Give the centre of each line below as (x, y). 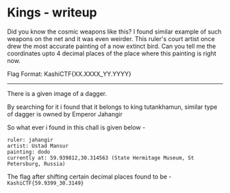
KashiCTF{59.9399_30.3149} (46, 183)
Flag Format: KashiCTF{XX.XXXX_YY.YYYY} (69, 74)
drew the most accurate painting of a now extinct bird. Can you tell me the (112, 46)
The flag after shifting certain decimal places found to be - (90, 177)
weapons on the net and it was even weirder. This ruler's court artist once (111, 38)
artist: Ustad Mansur (38, 146)
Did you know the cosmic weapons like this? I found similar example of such (114, 31)
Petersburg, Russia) (37, 164)
